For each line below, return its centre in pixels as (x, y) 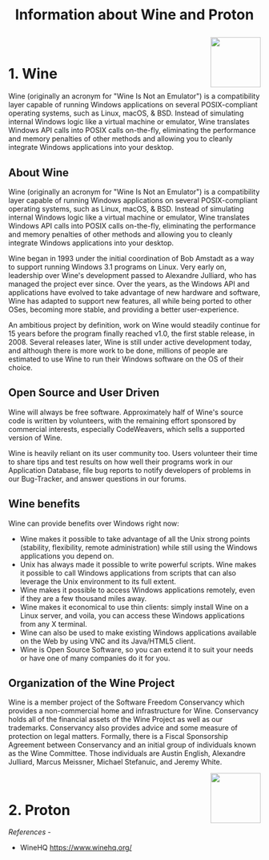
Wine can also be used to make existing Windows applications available (138, 632)
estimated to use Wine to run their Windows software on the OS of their (126, 359)
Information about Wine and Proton (134, 15)
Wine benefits (44, 504)
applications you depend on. (67, 555)
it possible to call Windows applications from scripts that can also (128, 573)
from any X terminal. (54, 624)
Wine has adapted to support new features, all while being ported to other (130, 301)
